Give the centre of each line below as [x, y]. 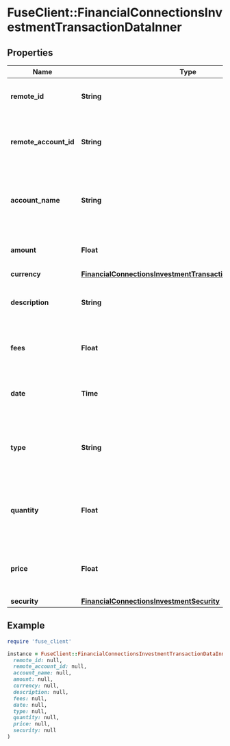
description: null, [41, 692]
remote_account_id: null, [50, 667]
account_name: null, [42, 673]
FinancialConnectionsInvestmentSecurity [151, 601]
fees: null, [30, 699]
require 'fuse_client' [39, 641]
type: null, [30, 711]
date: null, [30, 705]
